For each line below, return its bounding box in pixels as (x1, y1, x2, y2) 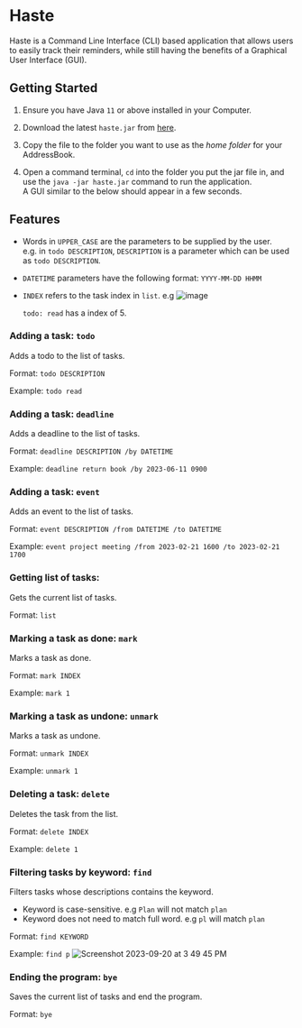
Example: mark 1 (9, 687, 70, 699)
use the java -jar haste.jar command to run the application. (22, 176, 252, 187)
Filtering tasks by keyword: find (9, 866, 152, 878)
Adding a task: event (9, 486, 101, 499)
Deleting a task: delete (9, 788, 110, 801)
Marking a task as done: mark (9, 632, 138, 645)
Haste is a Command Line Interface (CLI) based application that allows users (9, 35, 294, 46)
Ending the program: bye (9, 970, 118, 983)
